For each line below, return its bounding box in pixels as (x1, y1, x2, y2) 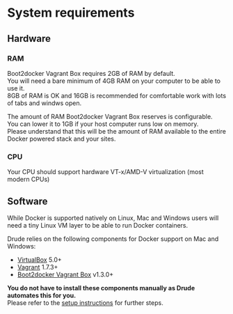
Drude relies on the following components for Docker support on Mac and (7, 235, 219, 243)
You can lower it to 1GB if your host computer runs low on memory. (7, 120, 199, 128)
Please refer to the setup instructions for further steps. (7, 298, 163, 307)
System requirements (7, 5, 135, 21)
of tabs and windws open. (7, 99, 82, 107)
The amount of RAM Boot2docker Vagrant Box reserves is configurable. (7, 112, 214, 120)
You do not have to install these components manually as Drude (7, 283, 195, 292)
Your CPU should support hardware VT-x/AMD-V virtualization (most (7, 168, 204, 176)
